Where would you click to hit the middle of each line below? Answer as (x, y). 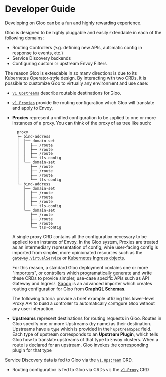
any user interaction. (33, 308)
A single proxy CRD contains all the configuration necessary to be (80, 236)
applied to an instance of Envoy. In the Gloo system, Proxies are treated (85, 242)
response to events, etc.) (38, 53)
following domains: (24, 38)
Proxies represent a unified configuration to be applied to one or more (84, 117)
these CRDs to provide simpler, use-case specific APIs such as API (81, 278)
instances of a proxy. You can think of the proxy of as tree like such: (82, 123)
